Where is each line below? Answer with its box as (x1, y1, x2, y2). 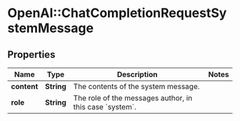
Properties (7, 48, 56, 60)
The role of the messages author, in (73, 93, 193, 102)
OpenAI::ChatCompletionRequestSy (7, 5, 227, 21)
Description (116, 70, 158, 79)
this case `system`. (73, 102, 137, 112)
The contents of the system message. (73, 82, 200, 91)
